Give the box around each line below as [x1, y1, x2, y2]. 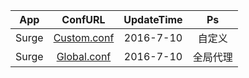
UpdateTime [123, 13, 183, 26]
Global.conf [56, 50, 112, 63]
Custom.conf [53, 31, 115, 44]
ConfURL [61, 13, 106, 26]
